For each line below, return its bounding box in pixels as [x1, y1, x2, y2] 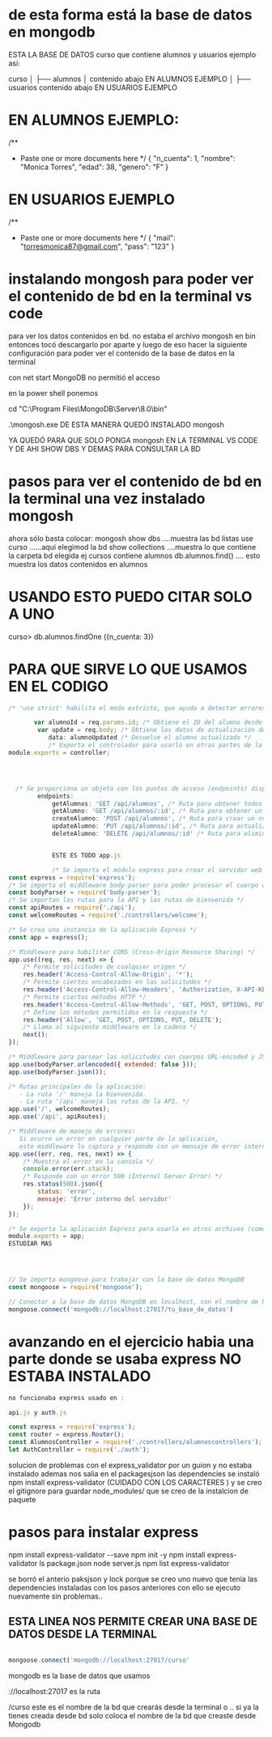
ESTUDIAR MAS [8, 1240, 53, 1248]
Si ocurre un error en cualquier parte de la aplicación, [19, 1135, 219, 1143]
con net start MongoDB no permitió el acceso [8, 373, 160, 382]
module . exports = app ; [8, 1233, 85, 1241]
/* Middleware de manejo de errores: [8, 1127, 136, 1135]
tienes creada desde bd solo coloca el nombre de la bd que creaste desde [8, 1710, 257, 1720]
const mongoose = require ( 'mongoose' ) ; [8, 1284, 143, 1292]
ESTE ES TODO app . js [51, 851, 121, 859]
